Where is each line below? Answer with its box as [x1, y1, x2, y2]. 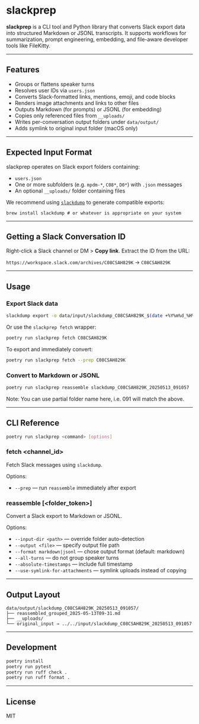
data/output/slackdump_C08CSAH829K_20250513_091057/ [6, 605, 139, 611]
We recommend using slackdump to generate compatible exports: [6, 198, 165, 206]
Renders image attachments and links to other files [14, 99, 139, 107]
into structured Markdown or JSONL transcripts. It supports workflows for [6, 29, 187, 36]
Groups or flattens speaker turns [14, 81, 95, 88]
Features [6, 65, 40, 75]
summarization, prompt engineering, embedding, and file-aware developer [6, 36, 188, 43]
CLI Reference [6, 418, 60, 428]
